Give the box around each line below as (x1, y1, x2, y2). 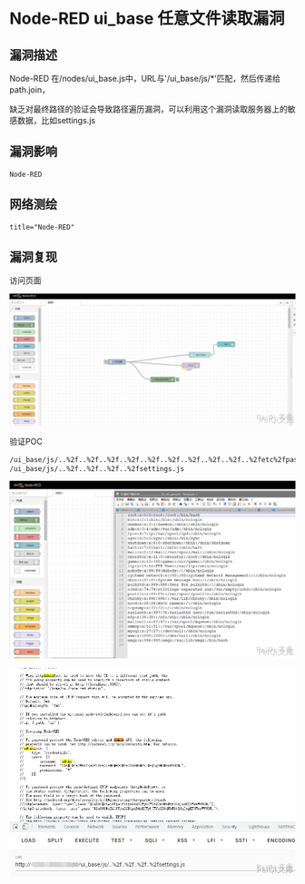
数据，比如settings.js (16, 115, 96, 125)
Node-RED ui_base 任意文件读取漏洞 (9, 8, 285, 29)
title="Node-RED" (9, 222, 75, 231)
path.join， (9, 84, 50, 95)
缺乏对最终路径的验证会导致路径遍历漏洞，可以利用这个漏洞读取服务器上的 (9, 103, 288, 114)
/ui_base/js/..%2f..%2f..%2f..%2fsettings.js (9, 464, 184, 473)
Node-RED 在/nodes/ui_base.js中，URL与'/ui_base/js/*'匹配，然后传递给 (9, 74, 281, 83)
